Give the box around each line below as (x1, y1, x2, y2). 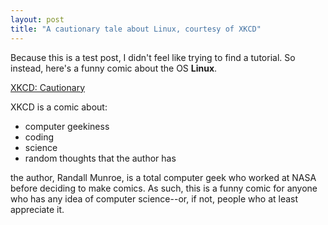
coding (24, 131, 55, 143)
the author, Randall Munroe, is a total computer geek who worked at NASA (10, 171, 317, 183)
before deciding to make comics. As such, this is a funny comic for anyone (10, 182, 318, 194)
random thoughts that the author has (24, 152, 177, 164)
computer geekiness (24, 120, 110, 132)
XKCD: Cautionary (10, 81, 86, 93)
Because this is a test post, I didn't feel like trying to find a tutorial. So (10, 51, 296, 63)
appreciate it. (10, 203, 65, 215)
